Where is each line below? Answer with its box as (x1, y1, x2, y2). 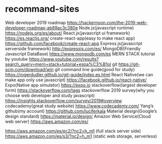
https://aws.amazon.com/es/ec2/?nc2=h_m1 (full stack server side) (5, 128, 141, 134)
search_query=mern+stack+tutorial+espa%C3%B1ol (5, 61, 112, 67)
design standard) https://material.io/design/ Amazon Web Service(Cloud (5, 113, 151, 119)
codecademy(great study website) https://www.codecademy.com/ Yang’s (5, 103, 154, 109)
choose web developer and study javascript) (5, 92, 95, 98)
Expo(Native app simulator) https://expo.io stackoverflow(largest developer (5, 82, 157, 88)
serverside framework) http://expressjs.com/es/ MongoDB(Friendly (5, 46, 141, 51)
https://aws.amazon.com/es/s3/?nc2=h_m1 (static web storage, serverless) (5, 133, 158, 139)
